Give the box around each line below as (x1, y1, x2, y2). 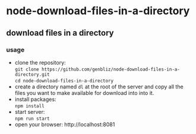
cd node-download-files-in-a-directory (14, 78, 114, 84)
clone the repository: (14, 59, 67, 66)
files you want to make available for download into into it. (14, 89, 154, 96)
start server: (14, 108, 45, 115)
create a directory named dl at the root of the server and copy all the (14, 83, 184, 90)
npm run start (14, 116, 50, 122)
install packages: (14, 95, 56, 103)
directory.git (14, 71, 50, 78)
